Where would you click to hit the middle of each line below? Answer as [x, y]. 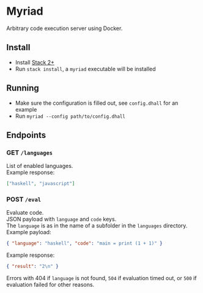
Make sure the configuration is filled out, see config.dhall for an [97, 103]
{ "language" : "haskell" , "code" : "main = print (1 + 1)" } [85, 243]
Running [23, 88]
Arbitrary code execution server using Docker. [65, 28]
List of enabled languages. [40, 166]
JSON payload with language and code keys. [61, 219]
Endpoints [26, 135]
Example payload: [29, 232]
